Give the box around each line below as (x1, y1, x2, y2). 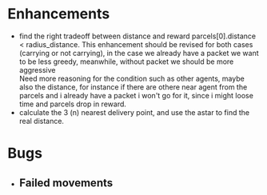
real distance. (18, 116, 65, 125)
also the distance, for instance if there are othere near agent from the (18, 82, 248, 92)
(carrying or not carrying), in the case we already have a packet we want (18, 48, 259, 58)
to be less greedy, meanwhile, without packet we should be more (18, 57, 234, 66)
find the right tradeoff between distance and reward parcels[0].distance (18, 31, 257, 41)
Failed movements (18, 176, 114, 189)
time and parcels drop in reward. (18, 99, 127, 109)
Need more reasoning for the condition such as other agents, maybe (18, 74, 245, 83)
